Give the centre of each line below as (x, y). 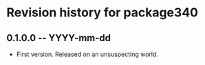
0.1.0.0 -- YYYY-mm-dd (59, 38)
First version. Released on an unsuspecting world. (87, 54)
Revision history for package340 (102, 13)
